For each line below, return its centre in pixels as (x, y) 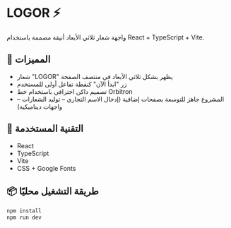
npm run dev (24, 218)
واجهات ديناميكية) (40, 107)
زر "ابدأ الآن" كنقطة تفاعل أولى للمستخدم (72, 84)
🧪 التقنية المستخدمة (45, 129)
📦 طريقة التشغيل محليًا (53, 191)
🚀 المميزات (29, 60)
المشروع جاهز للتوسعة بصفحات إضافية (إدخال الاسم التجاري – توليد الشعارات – (120, 99)
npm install (24, 211)
